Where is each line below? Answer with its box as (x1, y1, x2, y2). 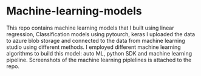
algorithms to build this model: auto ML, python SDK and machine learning (6, 49, 192, 57)
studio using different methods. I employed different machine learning (6, 43, 181, 51)
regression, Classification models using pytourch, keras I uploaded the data (6, 30, 196, 37)
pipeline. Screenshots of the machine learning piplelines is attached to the (6, 56, 192, 63)
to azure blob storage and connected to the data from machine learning (6, 37, 185, 44)
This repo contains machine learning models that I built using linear (6, 24, 174, 31)
